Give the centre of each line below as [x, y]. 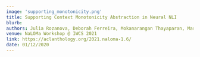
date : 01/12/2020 [28, 45]
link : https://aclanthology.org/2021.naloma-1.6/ [69, 39]
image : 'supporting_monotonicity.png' [54, 12]
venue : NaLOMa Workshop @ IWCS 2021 [51, 34]
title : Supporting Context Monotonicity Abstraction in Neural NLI [92, 17]
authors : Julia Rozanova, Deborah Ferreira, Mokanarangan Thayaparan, [96, 28]
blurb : [14, 23]
